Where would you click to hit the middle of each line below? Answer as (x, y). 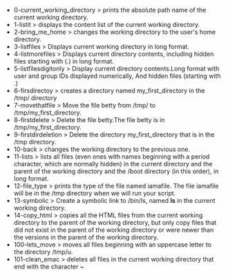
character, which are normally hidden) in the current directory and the (113, 164)
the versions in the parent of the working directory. (86, 237)
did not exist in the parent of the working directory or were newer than (114, 230)
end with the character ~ (49, 266)
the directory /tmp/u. (43, 252)
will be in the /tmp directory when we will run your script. (95, 193)
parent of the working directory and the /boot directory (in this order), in (116, 171)
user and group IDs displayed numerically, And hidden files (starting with (117, 76)
